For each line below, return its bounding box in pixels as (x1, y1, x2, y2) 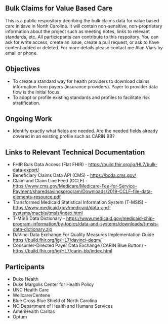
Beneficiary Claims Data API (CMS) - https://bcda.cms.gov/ (12, 172, 137, 178)
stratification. (12, 100, 40, 106)
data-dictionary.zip (12, 226, 53, 233)
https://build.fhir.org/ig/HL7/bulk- (88, 161, 158, 168)
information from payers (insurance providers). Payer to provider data (12, 83, 158, 89)
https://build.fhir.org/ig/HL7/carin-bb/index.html (12, 248, 113, 254)
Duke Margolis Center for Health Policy (12, 281, 94, 287)
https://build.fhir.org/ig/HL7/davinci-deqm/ (12, 237, 102, 243)
